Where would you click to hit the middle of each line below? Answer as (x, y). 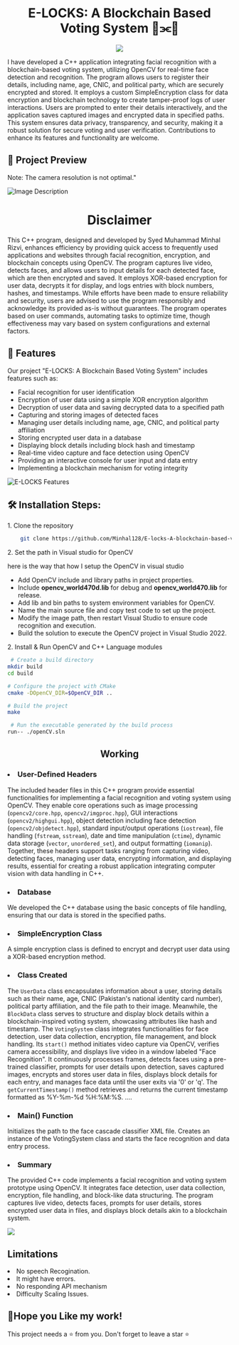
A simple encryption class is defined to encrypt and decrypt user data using (118, 949)
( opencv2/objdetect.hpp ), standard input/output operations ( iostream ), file (116, 828)
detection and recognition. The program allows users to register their (108, 77)
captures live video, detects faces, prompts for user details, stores (105, 1203)
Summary (34, 1164)
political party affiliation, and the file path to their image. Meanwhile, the (113, 1006)
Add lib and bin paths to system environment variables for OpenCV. (116, 603)
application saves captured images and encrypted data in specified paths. (116, 115)
